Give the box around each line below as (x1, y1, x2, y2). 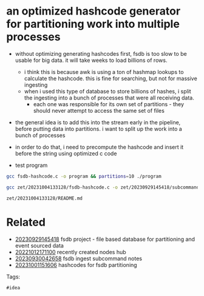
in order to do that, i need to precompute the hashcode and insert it (15, 143, 184, 150)
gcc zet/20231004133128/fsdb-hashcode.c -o (6, 184, 118, 190)
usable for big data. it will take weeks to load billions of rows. (15, 56, 168, 64)
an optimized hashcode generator (6, 4, 181, 18)
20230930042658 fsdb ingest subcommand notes (15, 255, 143, 262)
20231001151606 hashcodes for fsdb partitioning (15, 261, 138, 268)
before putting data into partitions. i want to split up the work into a (15, 125, 182, 132)
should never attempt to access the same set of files (33, 107, 165, 114)
